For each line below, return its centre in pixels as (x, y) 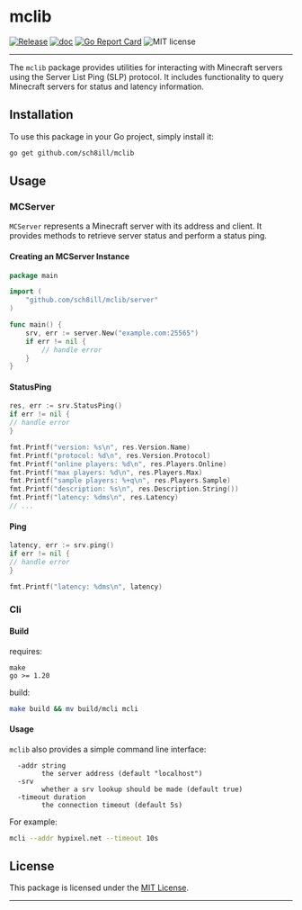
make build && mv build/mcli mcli (74, 708)
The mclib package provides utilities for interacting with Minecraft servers (146, 67)
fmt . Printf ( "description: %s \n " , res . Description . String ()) (124, 489)
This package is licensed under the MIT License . (99, 887)
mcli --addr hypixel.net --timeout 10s (84, 838)
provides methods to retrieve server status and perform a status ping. (138, 236)
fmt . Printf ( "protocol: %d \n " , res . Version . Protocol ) (110, 455)
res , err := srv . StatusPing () (66, 406)
